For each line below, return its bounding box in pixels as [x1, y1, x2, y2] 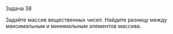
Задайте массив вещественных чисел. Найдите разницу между [5, 16, 167, 23]
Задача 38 [5, 5, 32, 12]
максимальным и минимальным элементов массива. [5, 23, 142, 29]
